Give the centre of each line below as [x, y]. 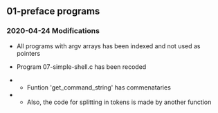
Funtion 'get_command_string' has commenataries [99, 87]
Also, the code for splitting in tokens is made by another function [119, 102]
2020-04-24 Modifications [53, 31]
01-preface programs [53, 11]
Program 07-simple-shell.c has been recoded [81, 66]
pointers [28, 53]
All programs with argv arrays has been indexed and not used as [108, 46]
